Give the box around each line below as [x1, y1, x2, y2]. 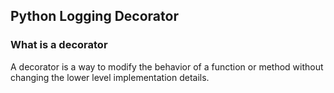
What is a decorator [10, 38, 108, 52]
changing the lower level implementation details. [10, 71, 210, 83]
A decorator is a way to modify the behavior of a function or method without [10, 60, 324, 73]
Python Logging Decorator [10, 8, 179, 25]
